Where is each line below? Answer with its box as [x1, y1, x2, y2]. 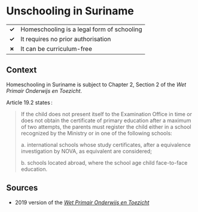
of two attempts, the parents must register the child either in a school [20, 123, 191, 130]
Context [6, 65, 37, 75]
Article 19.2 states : [6, 99, 53, 106]
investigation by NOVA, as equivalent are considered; [20, 147, 153, 155]
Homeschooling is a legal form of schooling [20, 25, 142, 34]
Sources [6, 183, 38, 193]
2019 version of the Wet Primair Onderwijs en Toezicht [14, 199, 150, 206]
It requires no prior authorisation [20, 35, 111, 43]
